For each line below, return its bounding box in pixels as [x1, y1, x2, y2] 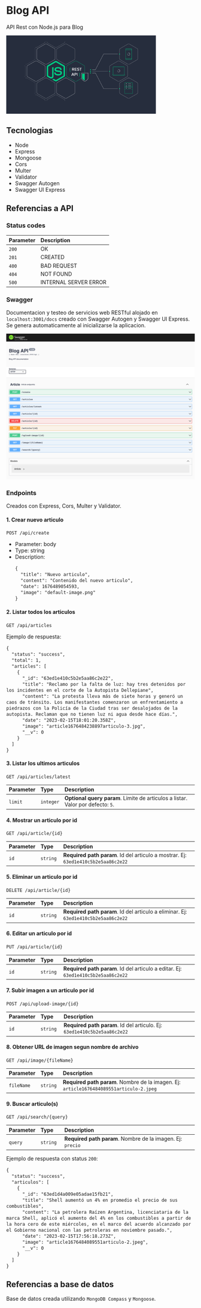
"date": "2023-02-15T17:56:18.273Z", [22, 1233, 117, 1239]
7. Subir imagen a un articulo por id [6, 987, 95, 994]
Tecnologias [6, 125, 53, 135]
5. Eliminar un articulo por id [6, 873, 78, 880]
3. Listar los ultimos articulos [6, 760, 80, 767]
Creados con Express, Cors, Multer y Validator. [6, 502, 121, 510]
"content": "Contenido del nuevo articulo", [20, 578, 133, 584]
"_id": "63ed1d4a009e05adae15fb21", [22, 1191, 114, 1197]
